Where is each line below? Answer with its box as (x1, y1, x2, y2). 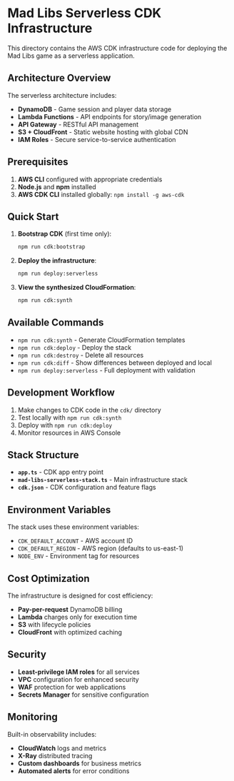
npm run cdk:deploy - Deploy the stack (17, 343, 132, 351)
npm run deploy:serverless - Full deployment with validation (17, 366, 195, 374)
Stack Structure (7, 449, 79, 461)
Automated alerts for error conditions (17, 766, 130, 775)
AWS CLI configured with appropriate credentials (17, 175, 163, 183)
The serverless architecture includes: (7, 91, 117, 99)
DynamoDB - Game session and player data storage (17, 105, 172, 114)
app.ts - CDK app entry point (17, 468, 104, 476)
